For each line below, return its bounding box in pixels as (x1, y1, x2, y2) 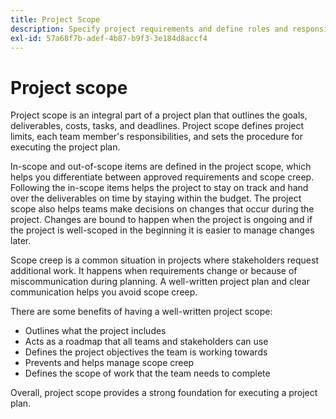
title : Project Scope (10, 14, 101, 25)
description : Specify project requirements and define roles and (10, 24, 288, 34)
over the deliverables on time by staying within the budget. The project (10, 192, 302, 205)
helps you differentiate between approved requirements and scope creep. (10, 171, 315, 183)
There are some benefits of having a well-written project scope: (10, 306, 273, 318)
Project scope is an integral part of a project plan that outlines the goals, (10, 109, 308, 121)
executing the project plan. (10, 141, 121, 153)
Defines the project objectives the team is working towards (24, 346, 268, 358)
